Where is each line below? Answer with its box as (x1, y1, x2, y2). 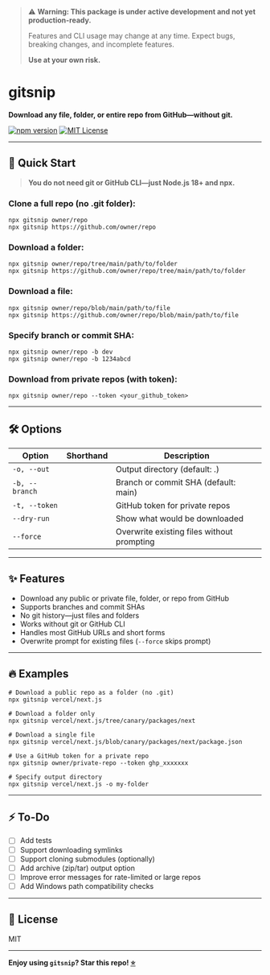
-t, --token (12, 501, 59, 510)
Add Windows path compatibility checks (19, 881, 154, 890)
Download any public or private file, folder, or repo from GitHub (19, 593, 230, 603)
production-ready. (27, 15, 92, 25)
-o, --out (12, 465, 50, 474)
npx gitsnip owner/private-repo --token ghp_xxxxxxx (8, 758, 189, 767)
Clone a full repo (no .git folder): (8, 197, 137, 209)
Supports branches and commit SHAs (19, 601, 145, 611)
